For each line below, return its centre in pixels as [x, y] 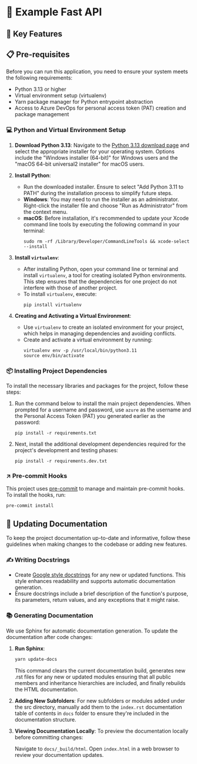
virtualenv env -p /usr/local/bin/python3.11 [80, 350]
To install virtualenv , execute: [60, 294]
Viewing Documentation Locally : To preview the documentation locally [101, 731]
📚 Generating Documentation [50, 615]
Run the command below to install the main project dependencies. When [103, 403]
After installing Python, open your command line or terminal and [101, 269]
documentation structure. [45, 719]
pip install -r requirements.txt [56, 433]
